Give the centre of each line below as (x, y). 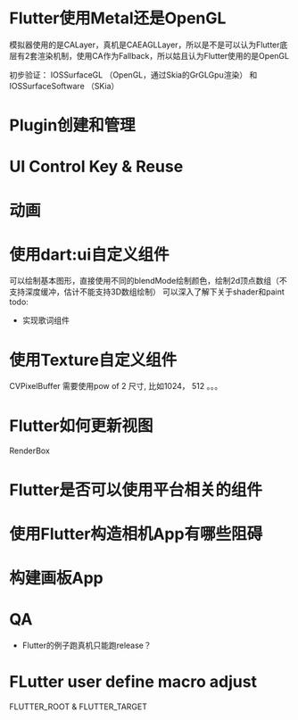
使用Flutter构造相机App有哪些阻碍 (136, 534)
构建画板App (57, 578)
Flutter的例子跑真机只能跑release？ (87, 645)
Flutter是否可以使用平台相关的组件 (136, 489)
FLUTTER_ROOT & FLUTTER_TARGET (78, 707)
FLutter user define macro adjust (133, 682)
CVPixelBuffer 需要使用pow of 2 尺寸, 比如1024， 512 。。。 (116, 386)
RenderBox (30, 451)
